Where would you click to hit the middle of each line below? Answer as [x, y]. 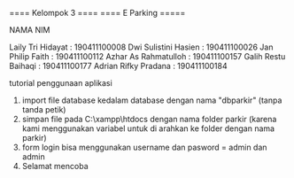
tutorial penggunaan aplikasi [61, 83]
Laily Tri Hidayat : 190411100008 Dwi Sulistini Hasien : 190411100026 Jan [141, 47]
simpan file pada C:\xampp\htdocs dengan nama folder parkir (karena [149, 119]
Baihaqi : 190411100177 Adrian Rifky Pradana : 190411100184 [118, 66]
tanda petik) [44, 109]
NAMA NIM [30, 30]
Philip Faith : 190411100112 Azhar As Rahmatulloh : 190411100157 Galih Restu [147, 56]
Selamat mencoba [55, 166]
